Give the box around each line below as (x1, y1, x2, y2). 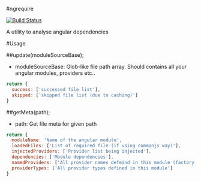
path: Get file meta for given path (14, 120, 97, 128)
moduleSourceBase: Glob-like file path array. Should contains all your (14, 63, 187, 70)
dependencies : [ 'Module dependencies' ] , (11, 154, 114, 160)
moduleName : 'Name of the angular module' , (11, 137, 122, 143)
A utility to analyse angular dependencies (6, 28, 109, 35)
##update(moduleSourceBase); (6, 51, 84, 59)
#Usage (6, 40, 26, 47)
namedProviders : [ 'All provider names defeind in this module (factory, (11, 159, 197, 165)
